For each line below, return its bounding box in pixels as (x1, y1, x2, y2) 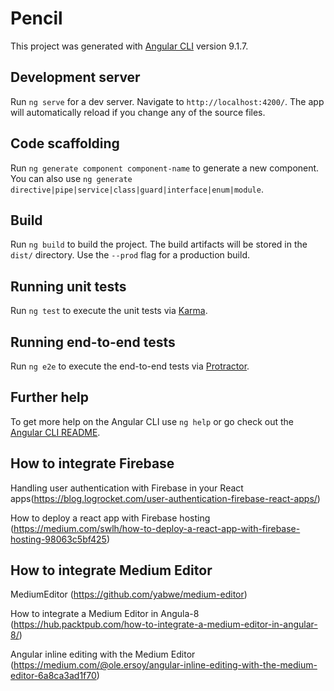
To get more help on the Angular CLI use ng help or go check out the (10, 415, 294, 427)
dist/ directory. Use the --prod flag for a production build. (10, 249, 250, 261)
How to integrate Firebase (10, 455, 175, 472)
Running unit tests (10, 278, 127, 295)
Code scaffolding (10, 135, 120, 152)
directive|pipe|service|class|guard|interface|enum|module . (10, 183, 264, 195)
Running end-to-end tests (10, 333, 176, 351)
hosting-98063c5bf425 (10, 533, 107, 545)
